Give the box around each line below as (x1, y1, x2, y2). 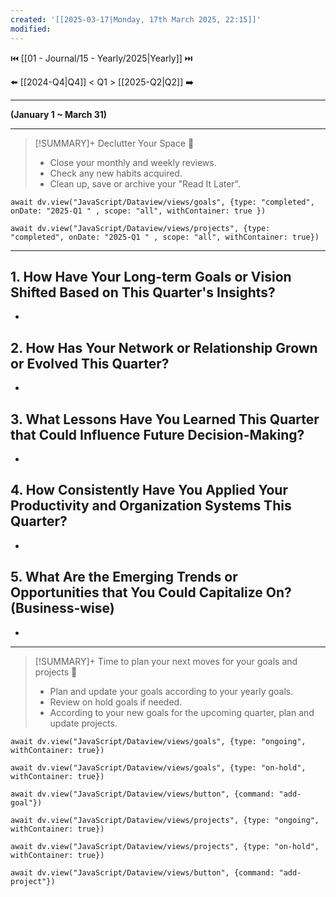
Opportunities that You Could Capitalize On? (10, 584, 292, 601)
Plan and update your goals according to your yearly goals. (49, 685, 294, 697)
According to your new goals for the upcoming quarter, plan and (49, 706, 315, 718)
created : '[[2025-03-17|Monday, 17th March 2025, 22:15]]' (10, 14, 262, 25)
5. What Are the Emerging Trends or (10, 569, 238, 586)
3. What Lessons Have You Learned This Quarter (10, 411, 320, 428)
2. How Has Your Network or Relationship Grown (10, 339, 318, 356)
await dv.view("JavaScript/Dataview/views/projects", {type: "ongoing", (10, 815, 320, 825)
